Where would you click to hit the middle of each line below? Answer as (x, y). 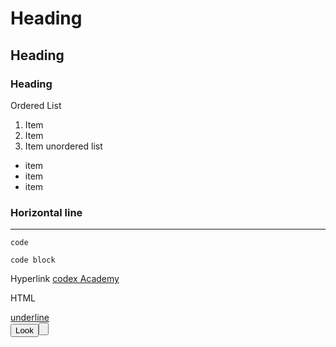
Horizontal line (46, 212)
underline (30, 318)
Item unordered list (63, 146)
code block (33, 260)
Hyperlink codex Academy (65, 279)
